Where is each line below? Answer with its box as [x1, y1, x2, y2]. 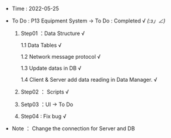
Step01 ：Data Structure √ [20, 30, 85, 37]
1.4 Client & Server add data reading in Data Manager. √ [20, 76, 158, 83]
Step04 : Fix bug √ [20, 113, 67, 120]
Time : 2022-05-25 [11, 5, 60, 12]
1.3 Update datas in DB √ [20, 65, 82, 72]
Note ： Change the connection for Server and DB [11, 125, 135, 132]
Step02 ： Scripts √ [20, 88, 69, 95]
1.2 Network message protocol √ [20, 53, 101, 60]
